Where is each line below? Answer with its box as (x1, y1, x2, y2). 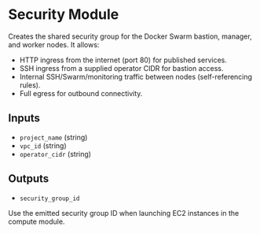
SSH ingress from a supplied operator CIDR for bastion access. (19, 63, 224, 72)
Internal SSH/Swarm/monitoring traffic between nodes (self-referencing (19, 72, 253, 81)
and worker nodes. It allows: (8, 39, 100, 49)
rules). (19, 80, 41, 90)
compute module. (8, 217, 65, 226)
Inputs (8, 112, 41, 125)
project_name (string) (19, 132, 88, 142)
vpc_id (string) (19, 140, 67, 150)
